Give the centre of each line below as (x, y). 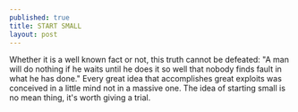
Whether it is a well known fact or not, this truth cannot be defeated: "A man (149, 60)
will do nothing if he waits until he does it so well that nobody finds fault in (145, 69)
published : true (39, 17)
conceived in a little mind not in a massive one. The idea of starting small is (148, 88)
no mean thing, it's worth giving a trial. (80, 98)
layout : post (34, 34)
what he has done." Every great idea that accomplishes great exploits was (145, 79)
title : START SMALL (46, 26)
